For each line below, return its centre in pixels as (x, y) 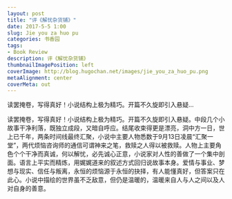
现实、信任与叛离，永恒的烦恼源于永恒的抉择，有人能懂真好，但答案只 (119, 171)
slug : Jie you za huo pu (43, 33)
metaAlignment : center (40, 78)
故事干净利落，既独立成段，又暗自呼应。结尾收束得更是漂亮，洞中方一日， (113, 128)
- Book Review (28, 53)
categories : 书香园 (33, 39)
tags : (15, 46)
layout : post (26, 13)
